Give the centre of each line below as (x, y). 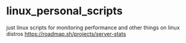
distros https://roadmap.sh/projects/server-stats (66, 33)
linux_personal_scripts (64, 11)
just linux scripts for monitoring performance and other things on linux (93, 27)
